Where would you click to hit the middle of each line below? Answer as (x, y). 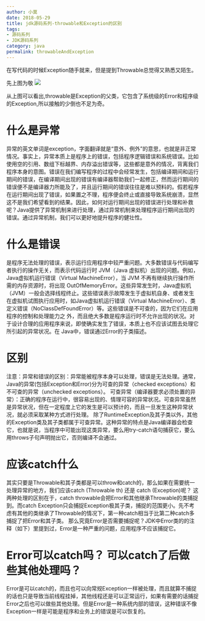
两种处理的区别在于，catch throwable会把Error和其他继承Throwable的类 (97, 498)
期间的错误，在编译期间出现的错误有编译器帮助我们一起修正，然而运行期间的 (103, 179)
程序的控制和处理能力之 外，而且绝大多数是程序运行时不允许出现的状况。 (98, 316)
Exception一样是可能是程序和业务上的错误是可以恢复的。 (78, 611)
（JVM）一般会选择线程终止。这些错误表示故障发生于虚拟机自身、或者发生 (100, 293)
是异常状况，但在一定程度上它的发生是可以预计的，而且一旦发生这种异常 (97, 406)
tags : (13, 29)
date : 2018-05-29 (28, 18)
